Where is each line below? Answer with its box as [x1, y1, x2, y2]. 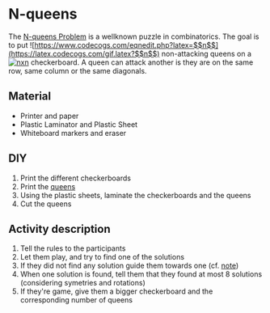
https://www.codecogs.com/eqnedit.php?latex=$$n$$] [34, 40, 219, 49]
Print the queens [19, 181, 76, 191]
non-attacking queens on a [161, 49, 252, 58]
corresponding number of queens [19, 295, 133, 305]
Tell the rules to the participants [19, 243, 126, 253]
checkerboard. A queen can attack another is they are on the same [31, 57, 254, 67]
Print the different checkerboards [19, 173, 132, 183]
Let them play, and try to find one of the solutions [19, 252, 184, 262]
